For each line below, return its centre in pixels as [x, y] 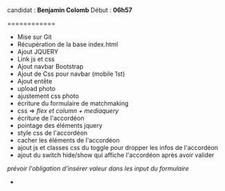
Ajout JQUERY [38, 52]
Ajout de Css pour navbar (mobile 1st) [71, 74]
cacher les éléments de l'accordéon [68, 140]
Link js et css [36, 59]
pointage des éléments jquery [60, 125]
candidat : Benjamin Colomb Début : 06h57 [70, 10]
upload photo [36, 89]
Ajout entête [35, 81]
